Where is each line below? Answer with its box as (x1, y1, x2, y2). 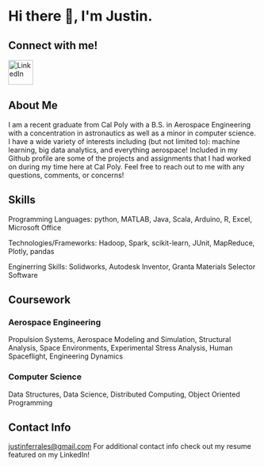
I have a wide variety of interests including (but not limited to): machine (8, 136, 240, 146)
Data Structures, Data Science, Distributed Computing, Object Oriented (8, 389, 240, 399)
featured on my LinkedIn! (8, 450, 90, 460)
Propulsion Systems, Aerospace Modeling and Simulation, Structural (8, 335, 231, 344)
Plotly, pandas (8, 246, 55, 256)
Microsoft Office (8, 222, 62, 232)
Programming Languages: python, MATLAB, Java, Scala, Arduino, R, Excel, (8, 214, 252, 224)
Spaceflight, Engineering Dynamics (8, 351, 124, 361)
